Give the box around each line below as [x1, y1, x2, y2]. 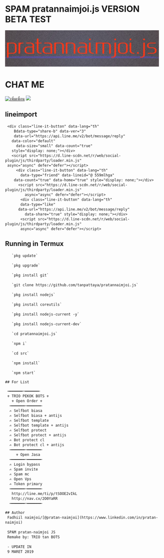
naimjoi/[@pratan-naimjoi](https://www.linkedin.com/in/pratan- [24, 515, 159, 520]
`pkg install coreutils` [11, 302, 62, 307]
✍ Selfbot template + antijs [9, 423, 69, 428]
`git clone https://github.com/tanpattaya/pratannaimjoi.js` [11, 282, 139, 288]
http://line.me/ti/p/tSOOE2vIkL [11, 491, 78, 496]
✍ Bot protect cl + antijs [9, 442, 64, 447]
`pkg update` [11, 253, 38, 258]
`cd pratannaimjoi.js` [11, 331, 58, 336]
